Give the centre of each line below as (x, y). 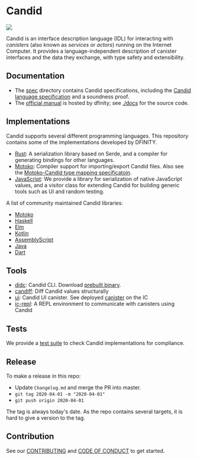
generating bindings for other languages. (64, 160)
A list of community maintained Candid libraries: (64, 203)
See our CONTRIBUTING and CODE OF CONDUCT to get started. (85, 451)
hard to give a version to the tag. (46, 418)
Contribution (30, 437)
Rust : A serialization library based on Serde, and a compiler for (91, 154)
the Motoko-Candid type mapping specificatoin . (73, 172)
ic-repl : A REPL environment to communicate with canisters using (94, 304)
